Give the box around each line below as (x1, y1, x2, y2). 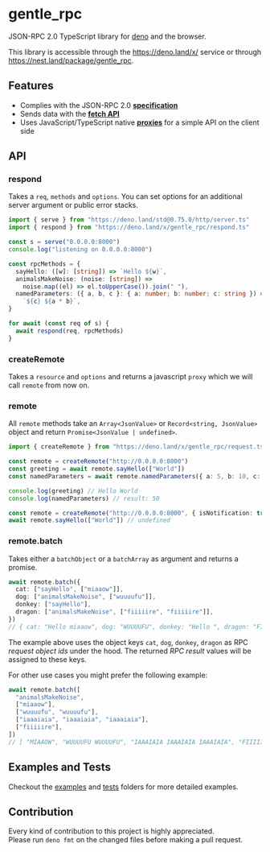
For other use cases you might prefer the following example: (8, 670, 208, 680)
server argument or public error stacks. (8, 201, 139, 210)
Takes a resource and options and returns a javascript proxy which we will (8, 371, 253, 381)
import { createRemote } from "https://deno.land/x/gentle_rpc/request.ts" (8, 443, 268, 451)
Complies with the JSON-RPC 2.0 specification (19, 100, 178, 110)
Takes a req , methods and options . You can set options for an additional (8, 192, 243, 201)
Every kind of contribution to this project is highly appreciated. (8, 826, 215, 836)
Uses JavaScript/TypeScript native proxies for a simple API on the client (19, 118, 260, 127)
